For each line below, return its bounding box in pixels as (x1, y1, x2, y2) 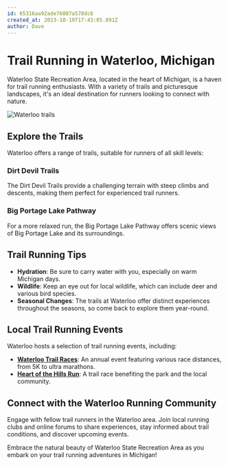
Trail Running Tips (7, 249, 87, 261)
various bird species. (16, 289, 77, 297)
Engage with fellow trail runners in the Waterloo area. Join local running (7, 416, 209, 424)
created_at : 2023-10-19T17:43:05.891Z (7, 17, 118, 23)
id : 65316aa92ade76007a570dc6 (7, 10, 94, 17)
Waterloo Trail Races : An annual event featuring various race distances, (16, 355, 222, 363)
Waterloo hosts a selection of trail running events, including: (7, 342, 177, 350)
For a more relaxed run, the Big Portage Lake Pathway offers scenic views (7, 222, 216, 230)
